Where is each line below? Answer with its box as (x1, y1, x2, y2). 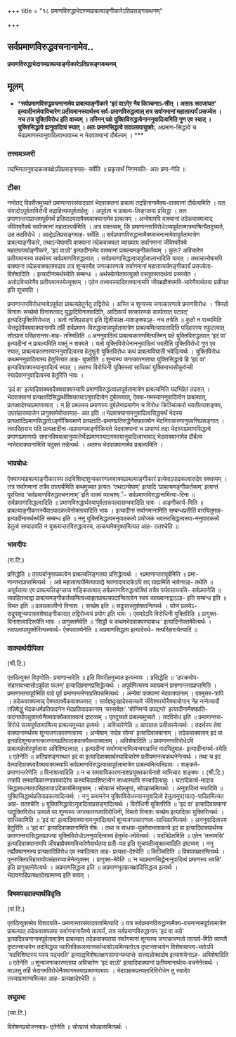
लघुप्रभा (7, 992, 26, 1002)
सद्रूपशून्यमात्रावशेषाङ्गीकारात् (7, 609, 71, 618)
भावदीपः (7, 540, 27, 550)
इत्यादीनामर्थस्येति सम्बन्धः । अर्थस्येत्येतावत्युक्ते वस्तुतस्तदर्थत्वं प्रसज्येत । (37, 270, 197, 278)
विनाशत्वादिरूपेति (7, 617, 44, 626)
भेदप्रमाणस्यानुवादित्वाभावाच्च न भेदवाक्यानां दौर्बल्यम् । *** (17, 131, 144, 139)
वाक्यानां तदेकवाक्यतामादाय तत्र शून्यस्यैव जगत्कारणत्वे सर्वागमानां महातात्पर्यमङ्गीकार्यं (7, 262, 191, 271)
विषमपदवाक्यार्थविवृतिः (7, 889, 62, 899)
